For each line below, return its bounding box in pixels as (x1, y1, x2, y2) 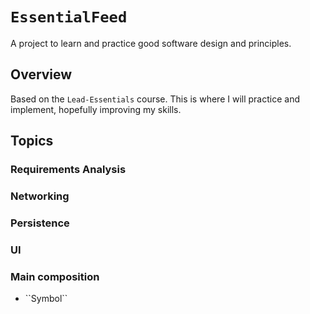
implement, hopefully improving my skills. (10, 103, 182, 115)
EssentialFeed (10, 8, 128, 27)
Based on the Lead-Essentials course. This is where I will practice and (10, 93, 300, 105)
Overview (10, 66, 73, 83)
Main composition (10, 269, 100, 283)
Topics (10, 133, 54, 150)
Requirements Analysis (10, 163, 127, 177)
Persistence (10, 216, 70, 230)
